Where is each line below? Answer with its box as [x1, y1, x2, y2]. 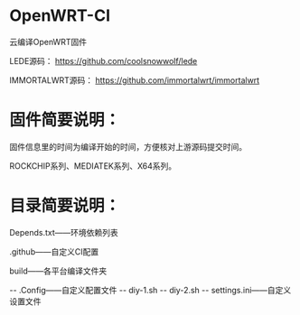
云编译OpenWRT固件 [9, 36, 88, 47]
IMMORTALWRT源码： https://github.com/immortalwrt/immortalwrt [9, 74, 260, 86]
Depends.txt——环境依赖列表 [9, 227, 119, 237]
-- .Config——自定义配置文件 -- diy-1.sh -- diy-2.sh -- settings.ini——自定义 [9, 284, 292, 295]
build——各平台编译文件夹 [9, 265, 108, 276]
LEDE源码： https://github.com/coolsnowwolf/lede [9, 55, 198, 66]
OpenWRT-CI [9, 5, 111, 26]
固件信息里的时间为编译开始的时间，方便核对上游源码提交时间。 [9, 141, 247, 152]
